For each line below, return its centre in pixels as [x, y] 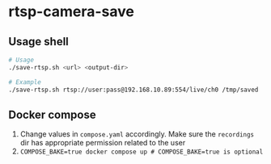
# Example [25, 82]
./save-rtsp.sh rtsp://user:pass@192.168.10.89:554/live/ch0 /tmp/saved [133, 90]
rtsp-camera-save [72, 12]
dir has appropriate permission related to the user [103, 143]
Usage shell [38, 42]
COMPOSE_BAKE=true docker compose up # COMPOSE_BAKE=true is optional [142, 152]
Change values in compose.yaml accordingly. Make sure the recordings [137, 134]
